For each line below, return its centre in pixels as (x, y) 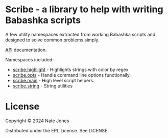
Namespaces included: (29, 59)
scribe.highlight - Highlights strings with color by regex (70, 70)
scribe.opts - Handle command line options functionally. (72, 75)
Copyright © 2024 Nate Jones (37, 121)
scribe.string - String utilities (43, 86)
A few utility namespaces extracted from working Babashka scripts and (80, 34)
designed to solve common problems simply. (52, 40)
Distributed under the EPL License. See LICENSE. (57, 130)
